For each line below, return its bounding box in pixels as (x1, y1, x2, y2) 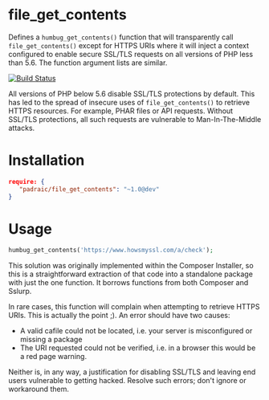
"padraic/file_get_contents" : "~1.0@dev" (18, 185, 160, 194)
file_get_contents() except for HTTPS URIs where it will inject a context (8, 40, 250, 50)
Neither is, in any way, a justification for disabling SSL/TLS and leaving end (8, 367, 256, 377)
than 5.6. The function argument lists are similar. (8, 58, 168, 67)
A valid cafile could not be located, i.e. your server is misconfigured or (19, 326, 253, 336)
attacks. (8, 123, 35, 133)
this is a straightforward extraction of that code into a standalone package (8, 269, 253, 279)
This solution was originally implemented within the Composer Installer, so (8, 261, 255, 271)
